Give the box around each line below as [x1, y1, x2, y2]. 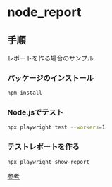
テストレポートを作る [7, 142, 80, 152]
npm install [7, 89, 42, 97]
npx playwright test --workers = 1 [7, 124, 106, 131]
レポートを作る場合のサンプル [7, 54, 94, 62]
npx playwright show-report [7, 158, 90, 165]
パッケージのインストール [7, 73, 94, 83]
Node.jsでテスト [7, 108, 64, 117]
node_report [7, 4, 82, 20]
